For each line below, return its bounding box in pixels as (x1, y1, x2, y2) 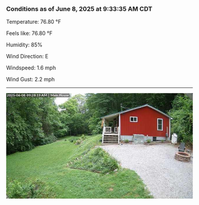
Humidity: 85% (6, 41, 43, 49)
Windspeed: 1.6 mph (6, 64, 56, 71)
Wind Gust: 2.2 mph (6, 76, 55, 83)
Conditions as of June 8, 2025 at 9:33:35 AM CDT (6, 5, 153, 13)
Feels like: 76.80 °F (6, 30, 53, 37)
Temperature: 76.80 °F (6, 18, 61, 26)
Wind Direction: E (6, 53, 49, 60)
